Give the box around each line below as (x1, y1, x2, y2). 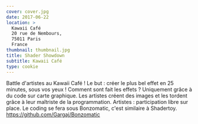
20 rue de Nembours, (11, 31, 62, 37)
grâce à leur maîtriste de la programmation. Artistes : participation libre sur (6, 99, 189, 106)
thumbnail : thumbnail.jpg (6, 47, 70, 53)
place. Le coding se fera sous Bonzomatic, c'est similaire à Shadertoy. (6, 105, 177, 112)
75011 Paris (11, 36, 41, 42)
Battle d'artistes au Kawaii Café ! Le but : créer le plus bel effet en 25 (6, 80, 174, 87)
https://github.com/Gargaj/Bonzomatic (6, 111, 101, 118)
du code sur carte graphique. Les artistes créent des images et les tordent (6, 92, 188, 99)
